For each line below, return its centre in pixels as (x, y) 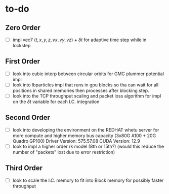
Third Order (24, 168)
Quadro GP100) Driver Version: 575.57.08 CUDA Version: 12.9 (76, 141)
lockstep (22, 46)
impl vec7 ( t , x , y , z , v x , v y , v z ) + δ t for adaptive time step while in (79, 40)
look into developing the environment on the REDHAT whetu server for (86, 130)
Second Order (28, 118)
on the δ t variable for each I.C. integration (56, 102)
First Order (23, 61)
